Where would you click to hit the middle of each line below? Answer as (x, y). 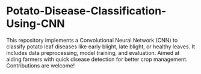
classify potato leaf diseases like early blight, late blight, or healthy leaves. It (101, 47)
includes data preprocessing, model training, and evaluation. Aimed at (93, 53)
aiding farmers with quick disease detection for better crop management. (97, 59)
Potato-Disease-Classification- (86, 11)
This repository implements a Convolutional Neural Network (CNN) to (92, 40)
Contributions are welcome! (41, 65)
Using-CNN (36, 24)
